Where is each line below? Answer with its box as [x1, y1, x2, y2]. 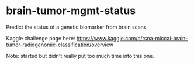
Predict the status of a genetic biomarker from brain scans [6, 23, 147, 30]
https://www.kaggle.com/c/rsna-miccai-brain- [76, 35, 188, 42]
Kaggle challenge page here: [6, 35, 75, 42]
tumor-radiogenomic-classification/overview [6, 41, 114, 48]
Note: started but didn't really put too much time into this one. [6, 52, 155, 59]
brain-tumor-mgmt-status [6, 4, 136, 18]
